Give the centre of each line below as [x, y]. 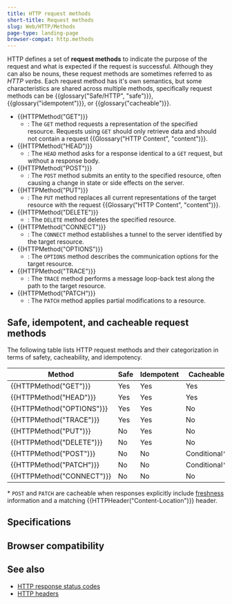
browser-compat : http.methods [51, 39]
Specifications [39, 523]
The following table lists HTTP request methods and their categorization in [113, 350]
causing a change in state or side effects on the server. [106, 183]
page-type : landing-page [43, 33]
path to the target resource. [67, 286]
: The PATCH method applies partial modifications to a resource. [116, 301]
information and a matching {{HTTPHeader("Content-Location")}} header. [112, 500]
